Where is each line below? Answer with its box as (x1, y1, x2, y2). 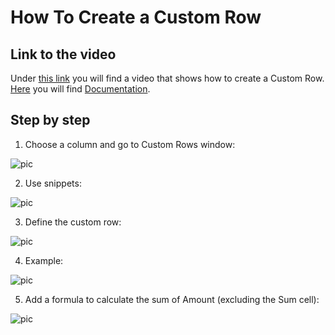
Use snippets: (24, 177, 82, 189)
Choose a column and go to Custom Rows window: (24, 138, 236, 150)
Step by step (10, 112, 91, 129)
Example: (24, 254, 64, 266)
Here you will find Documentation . (10, 83, 151, 95)
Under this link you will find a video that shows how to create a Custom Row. (10, 72, 325, 84)
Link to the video (10, 46, 117, 63)
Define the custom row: (24, 216, 122, 228)
